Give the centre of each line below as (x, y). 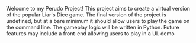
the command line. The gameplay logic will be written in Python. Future (93, 27)
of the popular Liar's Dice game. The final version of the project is (86, 15)
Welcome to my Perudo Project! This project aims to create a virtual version (98, 9)
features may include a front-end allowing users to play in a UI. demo (90, 34)
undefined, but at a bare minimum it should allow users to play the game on (98, 21)
